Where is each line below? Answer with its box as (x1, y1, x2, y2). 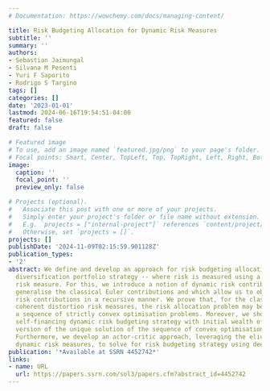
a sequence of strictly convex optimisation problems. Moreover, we (15, 310, 250, 318)
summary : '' (8, 41, 48, 49)
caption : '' (15, 168, 56, 177)
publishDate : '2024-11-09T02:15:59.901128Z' (8, 243, 160, 251)
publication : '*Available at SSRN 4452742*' (8, 347, 160, 356)
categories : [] (8, 94, 59, 102)
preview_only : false (15, 183, 84, 192)
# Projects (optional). (8, 198, 88, 206)
